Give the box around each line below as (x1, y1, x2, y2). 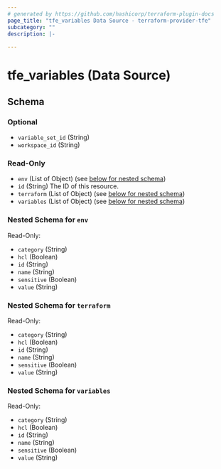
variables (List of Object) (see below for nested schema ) (17, 197, 185, 206)
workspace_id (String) (17, 141, 80, 149)
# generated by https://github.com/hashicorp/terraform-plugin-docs (7, 10, 215, 18)
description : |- (7, 30, 55, 38)
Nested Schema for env (7, 215, 89, 225)
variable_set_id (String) (17, 133, 90, 141)
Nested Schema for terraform (7, 300, 111, 310)
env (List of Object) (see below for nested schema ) (17, 175, 166, 183)
